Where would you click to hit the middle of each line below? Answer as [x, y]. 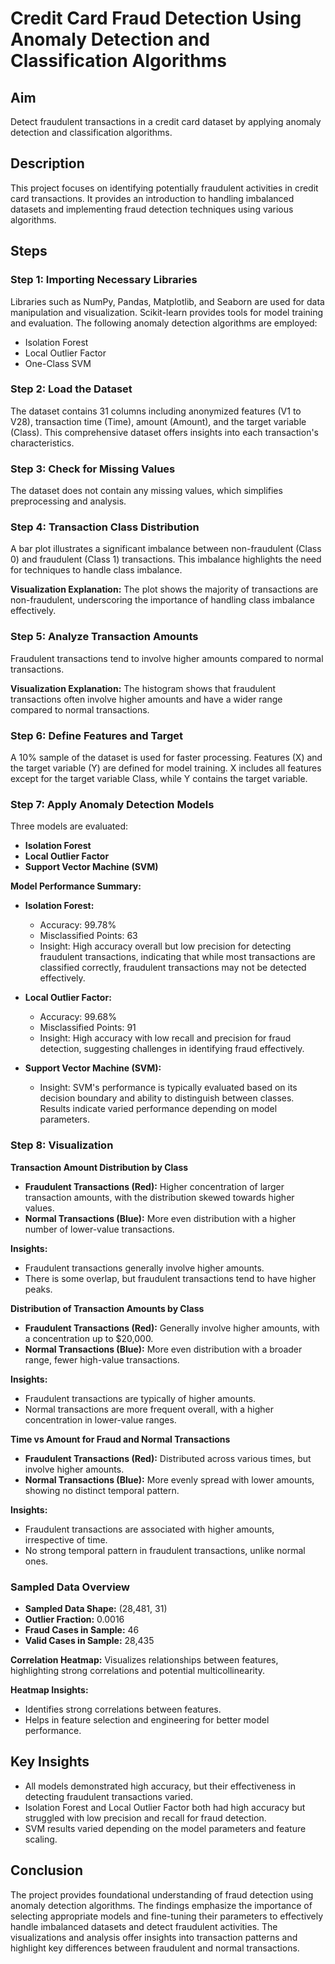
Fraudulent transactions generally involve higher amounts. [144, 1268]
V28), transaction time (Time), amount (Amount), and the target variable [158, 421]
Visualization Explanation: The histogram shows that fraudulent [143, 688]
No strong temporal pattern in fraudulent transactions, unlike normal [165, 1550]
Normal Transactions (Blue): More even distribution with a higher [160, 1218]
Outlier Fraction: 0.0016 [74, 1619]
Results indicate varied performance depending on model [158, 1109]
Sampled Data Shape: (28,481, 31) [96, 1608]
